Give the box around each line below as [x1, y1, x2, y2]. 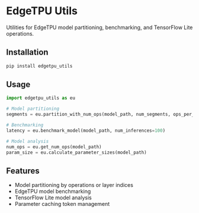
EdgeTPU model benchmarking [14, 188, 91, 195]
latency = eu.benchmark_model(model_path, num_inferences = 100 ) [6, 128, 166, 133]
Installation [6, 47, 49, 58]
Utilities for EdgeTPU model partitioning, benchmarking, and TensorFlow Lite [6, 24, 193, 31]
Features [6, 166, 40, 176]
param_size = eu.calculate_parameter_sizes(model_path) [6, 150, 147, 155]
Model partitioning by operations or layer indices [14, 182, 133, 189]
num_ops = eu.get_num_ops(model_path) [6, 144, 102, 150]
